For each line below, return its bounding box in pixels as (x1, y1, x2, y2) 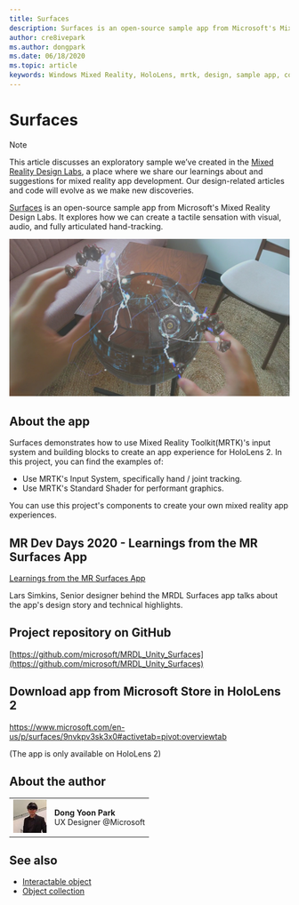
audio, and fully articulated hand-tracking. (9, 220, 164, 231)
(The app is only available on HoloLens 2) (9, 748, 162, 759)
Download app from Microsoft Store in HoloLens (9, 685, 282, 700)
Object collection (21, 885, 85, 897)
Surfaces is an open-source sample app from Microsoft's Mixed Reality (9, 202, 271, 212)
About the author (9, 773, 107, 789)
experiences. (9, 509, 58, 520)
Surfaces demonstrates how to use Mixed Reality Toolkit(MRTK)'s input (9, 437, 271, 448)
